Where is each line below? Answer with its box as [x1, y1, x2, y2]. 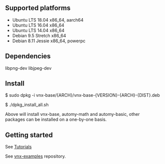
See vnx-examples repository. [5, 153, 66, 159]
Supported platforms [5, 4, 70, 12]
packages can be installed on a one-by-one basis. [5, 116, 107, 122]
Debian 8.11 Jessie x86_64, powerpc [12, 38, 86, 44]
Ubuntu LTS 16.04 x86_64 [12, 22, 65, 28]
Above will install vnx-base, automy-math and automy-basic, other [5, 111, 140, 117]
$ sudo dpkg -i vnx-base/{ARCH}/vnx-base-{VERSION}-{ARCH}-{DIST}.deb [5, 92, 160, 98]
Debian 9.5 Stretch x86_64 [12, 32, 66, 38]
